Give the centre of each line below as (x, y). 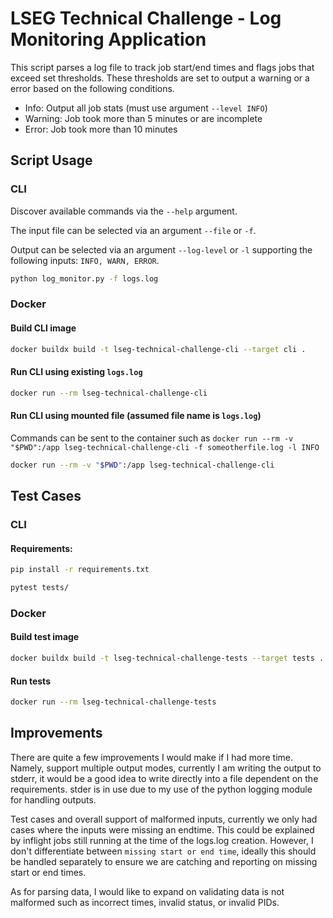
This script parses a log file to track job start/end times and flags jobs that (162, 67)
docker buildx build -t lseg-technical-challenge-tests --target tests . (167, 658)
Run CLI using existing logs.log (76, 372)
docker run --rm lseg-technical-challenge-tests (113, 702)
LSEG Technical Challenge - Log (146, 18)
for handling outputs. (53, 799)
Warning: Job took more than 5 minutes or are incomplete (143, 118)
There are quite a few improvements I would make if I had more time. (152, 757)
